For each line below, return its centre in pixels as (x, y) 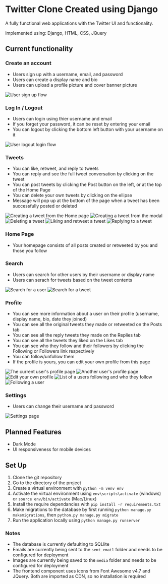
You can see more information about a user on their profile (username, (86, 314)
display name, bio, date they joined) (50, 319)
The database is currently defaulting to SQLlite (61, 544)
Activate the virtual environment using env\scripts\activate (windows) (87, 494)
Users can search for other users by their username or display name (83, 274)
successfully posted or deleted (45, 206)
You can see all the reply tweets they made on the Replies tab (77, 335)
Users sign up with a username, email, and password (68, 74)
